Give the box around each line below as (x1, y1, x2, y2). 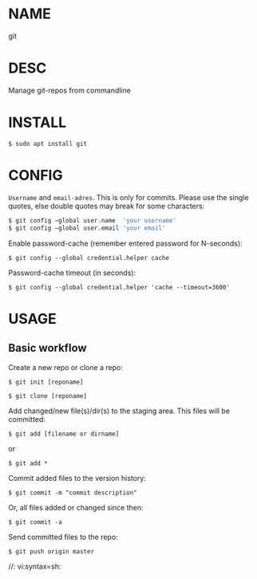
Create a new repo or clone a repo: (8, 362, 124, 372)
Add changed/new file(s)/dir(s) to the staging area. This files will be (8, 406, 230, 416)
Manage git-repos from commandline (8, 85, 132, 95)
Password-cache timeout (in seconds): (8, 268, 136, 278)
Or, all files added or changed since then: (8, 502, 144, 512)
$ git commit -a (8, 518, 62, 526)
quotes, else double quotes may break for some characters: (8, 201, 205, 211)
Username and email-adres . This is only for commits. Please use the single (8, 192, 249, 202)
